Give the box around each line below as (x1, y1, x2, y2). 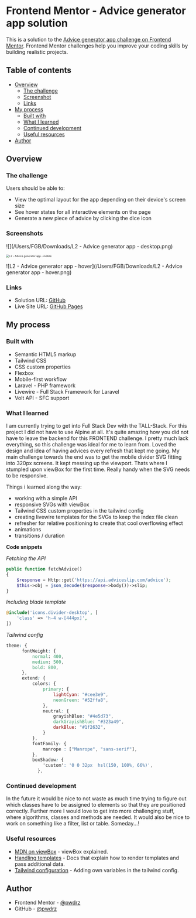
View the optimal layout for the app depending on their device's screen (14, 196, 186, 203)
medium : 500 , (32, 659, 64, 665)
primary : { (43, 687, 69, 692)
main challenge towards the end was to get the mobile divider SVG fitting (6, 453, 182, 460)
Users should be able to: (6, 185, 66, 192)
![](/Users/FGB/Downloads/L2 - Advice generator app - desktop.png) (6, 243, 173, 250)
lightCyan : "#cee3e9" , (53, 691, 109, 698)
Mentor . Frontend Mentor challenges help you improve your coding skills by (6, 42, 188, 49)
